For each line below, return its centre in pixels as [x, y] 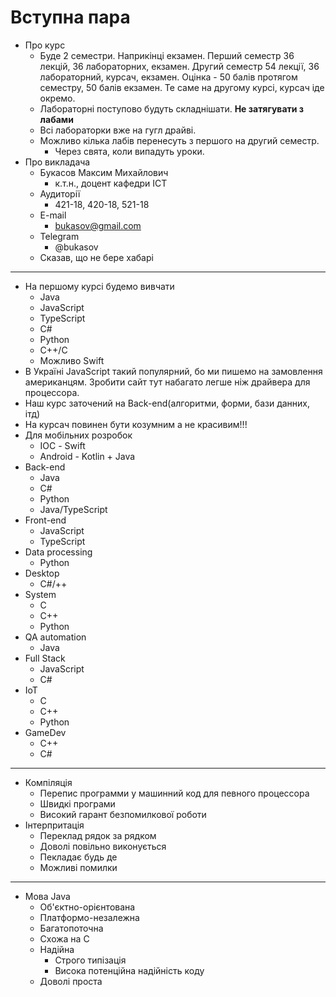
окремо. [57, 98]
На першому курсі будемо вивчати [99, 286]
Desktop [42, 573]
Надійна [57, 949]
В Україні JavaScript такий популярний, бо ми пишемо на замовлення [173, 371]
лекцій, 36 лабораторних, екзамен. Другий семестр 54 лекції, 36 [179, 66]
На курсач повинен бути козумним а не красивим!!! [136, 424]
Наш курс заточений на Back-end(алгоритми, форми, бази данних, [167, 403]
